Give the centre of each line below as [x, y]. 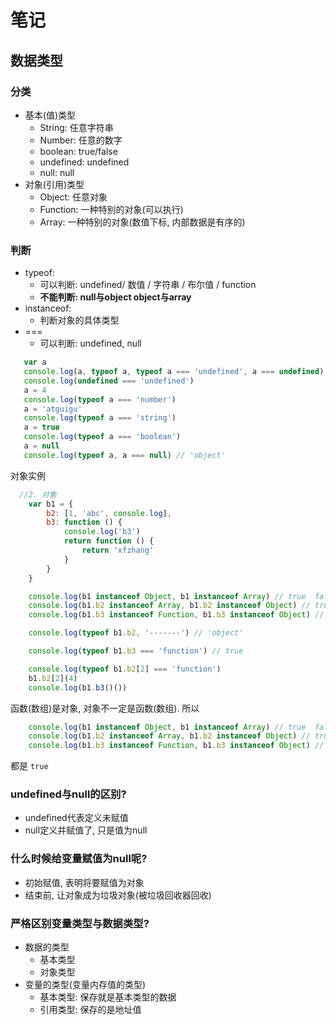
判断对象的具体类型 [79, 320]
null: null [57, 172]
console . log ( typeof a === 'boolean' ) [102, 437]
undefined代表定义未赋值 [76, 818]
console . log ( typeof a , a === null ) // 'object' [124, 455]
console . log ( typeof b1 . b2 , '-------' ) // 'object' [136, 633]
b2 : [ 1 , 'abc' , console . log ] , [109, 513]
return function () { [109, 541]
